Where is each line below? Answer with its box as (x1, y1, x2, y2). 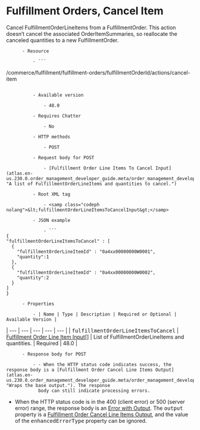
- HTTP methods (32, 134, 70, 140)
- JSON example (32, 217, 70, 223)
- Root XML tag (32, 191, 70, 197)
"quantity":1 (17, 253, 49, 260)
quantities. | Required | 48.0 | (6, 339, 78, 347)
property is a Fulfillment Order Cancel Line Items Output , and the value (14, 410, 189, 418)
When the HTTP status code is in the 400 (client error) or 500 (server (14, 398, 186, 405)
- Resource (21, 48, 49, 54)
